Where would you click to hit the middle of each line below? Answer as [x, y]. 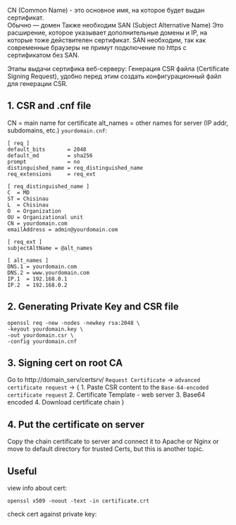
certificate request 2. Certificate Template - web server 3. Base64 [106, 395]
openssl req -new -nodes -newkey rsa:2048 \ [74, 323]
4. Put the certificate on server [76, 425]
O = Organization [34, 211]
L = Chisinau [28, 205]
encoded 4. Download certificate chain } [66, 402]
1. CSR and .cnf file [49, 106]
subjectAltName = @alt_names [50, 248]
